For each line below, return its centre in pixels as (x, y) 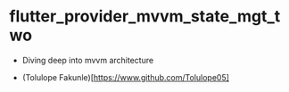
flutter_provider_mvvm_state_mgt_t (145, 17)
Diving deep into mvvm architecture (88, 60)
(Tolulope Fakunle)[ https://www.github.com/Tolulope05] (126, 77)
